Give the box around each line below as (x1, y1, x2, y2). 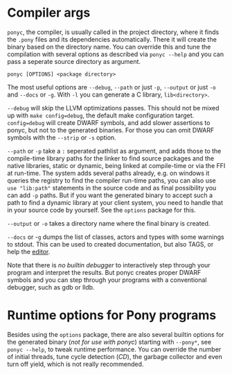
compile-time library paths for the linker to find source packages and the (7, 154, 215, 162)
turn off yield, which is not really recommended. (7, 360, 144, 368)
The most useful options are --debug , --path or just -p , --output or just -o (7, 83, 216, 91)
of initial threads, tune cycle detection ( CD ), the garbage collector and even (7, 352, 223, 360)
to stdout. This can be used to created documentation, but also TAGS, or (7, 240, 214, 248)
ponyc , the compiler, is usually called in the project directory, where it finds (7, 28, 220, 36)
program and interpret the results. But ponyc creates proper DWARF (7, 268, 202, 276)
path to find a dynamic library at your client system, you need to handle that (7, 198, 224, 206)
